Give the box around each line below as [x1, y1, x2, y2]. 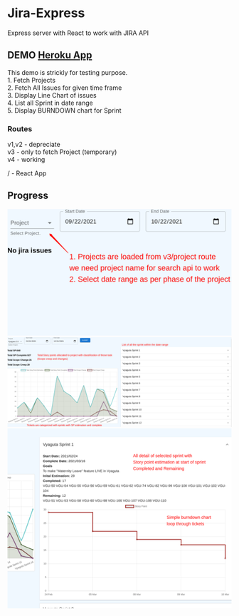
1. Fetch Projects [7, 76, 55, 84]
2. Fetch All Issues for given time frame [7, 83, 122, 92]
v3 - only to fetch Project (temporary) [7, 148, 117, 156]
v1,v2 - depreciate [7, 140, 60, 149]
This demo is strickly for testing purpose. [7, 68, 128, 76]
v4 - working [7, 155, 46, 164]
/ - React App [7, 169, 47, 178]
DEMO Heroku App [7, 49, 92, 61]
